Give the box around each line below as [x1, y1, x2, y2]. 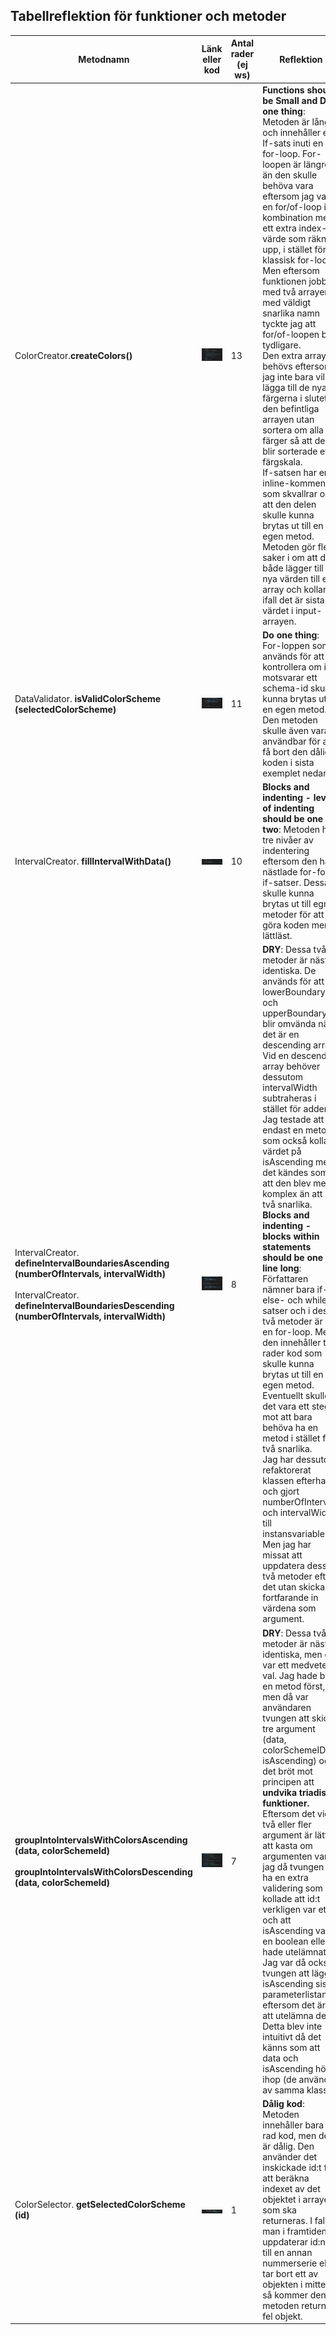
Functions [262, 84, 305, 96]
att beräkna [262, 2172, 310, 2184]
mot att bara [262, 1411, 313, 1423]
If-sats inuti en [262, 137, 324, 149]
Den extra [262, 349, 303, 361]
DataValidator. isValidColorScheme [14, 692, 162, 704]
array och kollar [262, 583, 327, 595]
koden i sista [262, 756, 315, 768]
